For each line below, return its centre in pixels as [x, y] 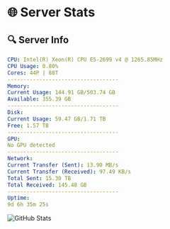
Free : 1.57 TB [28, 125]
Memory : [19, 86]
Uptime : [19, 198]
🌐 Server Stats [51, 12]
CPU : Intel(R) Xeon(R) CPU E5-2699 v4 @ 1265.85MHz [85, 60]
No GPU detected [31, 145]
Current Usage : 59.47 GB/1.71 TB [57, 119]
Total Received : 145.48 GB [47, 185]
